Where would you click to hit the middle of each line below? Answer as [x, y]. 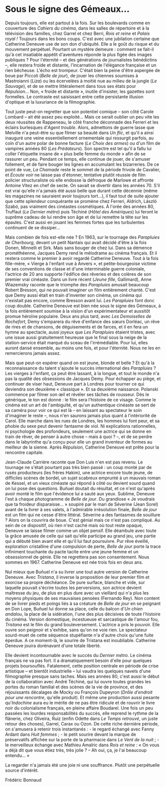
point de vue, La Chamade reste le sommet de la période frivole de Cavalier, [83, 169]
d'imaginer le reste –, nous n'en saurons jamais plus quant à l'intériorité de [81, 415]
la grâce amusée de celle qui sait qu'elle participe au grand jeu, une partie [81, 536]
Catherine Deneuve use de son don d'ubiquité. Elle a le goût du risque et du [82, 44]
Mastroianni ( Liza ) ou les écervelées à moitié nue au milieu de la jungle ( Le [81, 81]
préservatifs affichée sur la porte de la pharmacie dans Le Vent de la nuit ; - [82, 739]
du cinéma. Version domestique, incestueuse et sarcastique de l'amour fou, [82, 619]
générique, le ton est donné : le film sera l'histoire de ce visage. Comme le [81, 399]
